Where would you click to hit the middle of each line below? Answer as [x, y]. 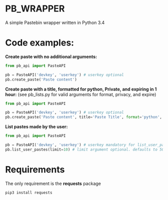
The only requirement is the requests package [53, 183]
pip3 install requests [29, 192]
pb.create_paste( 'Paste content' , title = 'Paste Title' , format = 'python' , [84, 117]
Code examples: [39, 43]
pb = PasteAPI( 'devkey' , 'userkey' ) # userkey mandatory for [70, 145]
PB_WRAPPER [35, 9]
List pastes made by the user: [36, 127]
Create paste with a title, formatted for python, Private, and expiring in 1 [81, 89]
